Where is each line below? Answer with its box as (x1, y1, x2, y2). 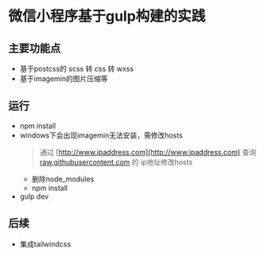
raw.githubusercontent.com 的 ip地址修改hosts (39, 157, 193, 167)
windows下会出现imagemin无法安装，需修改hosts (19, 130, 183, 140)
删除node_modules (31, 174, 95, 184)
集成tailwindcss (19, 239, 72, 249)
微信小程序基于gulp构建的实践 (8, 7, 206, 25)
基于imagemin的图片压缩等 (19, 74, 108, 83)
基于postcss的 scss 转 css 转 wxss (19, 64, 134, 73)
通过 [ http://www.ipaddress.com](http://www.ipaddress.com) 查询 (39, 147, 257, 157)
